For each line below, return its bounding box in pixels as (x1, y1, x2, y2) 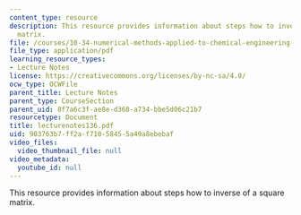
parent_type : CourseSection (9, 96, 115, 106)
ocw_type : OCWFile (9, 80, 78, 89)
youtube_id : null (17, 163, 82, 172)
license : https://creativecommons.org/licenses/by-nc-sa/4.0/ (9, 72, 246, 81)
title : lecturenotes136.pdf (9, 122, 115, 131)
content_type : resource (9, 13, 99, 22)
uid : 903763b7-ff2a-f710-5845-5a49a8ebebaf (9, 130, 175, 139)
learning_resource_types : (9, 55, 106, 64)
